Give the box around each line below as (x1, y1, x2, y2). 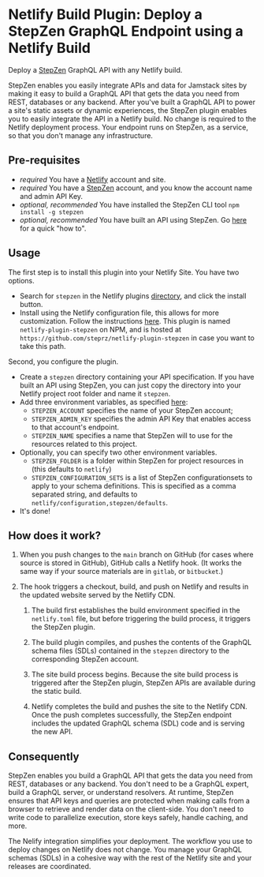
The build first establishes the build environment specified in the (31, 605, 240, 615)
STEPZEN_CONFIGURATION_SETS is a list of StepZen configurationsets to (31, 472, 253, 482)
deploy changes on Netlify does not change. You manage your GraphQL (8, 845, 243, 854)
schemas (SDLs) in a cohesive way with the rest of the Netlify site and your (8, 853, 252, 863)
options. (8, 275, 35, 285)
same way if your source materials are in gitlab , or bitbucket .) (19, 567, 224, 576)
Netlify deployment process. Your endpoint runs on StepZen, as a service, (8, 122, 248, 132)
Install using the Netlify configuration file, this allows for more (19, 308, 219, 317)
